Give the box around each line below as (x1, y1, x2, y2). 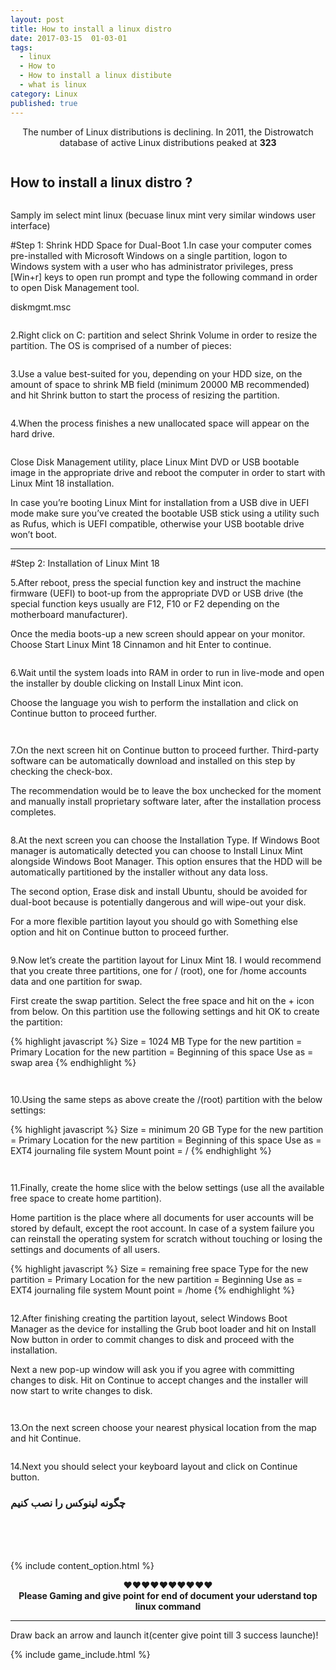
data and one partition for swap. (10, 976, 143, 988)
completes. (10, 806, 57, 818)
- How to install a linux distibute (19, 71, 172, 81)
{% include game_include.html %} (10, 1648, 151, 1660)
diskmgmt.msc (10, 301, 72, 313)
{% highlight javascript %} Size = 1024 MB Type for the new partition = (10, 1036, 303, 1048)
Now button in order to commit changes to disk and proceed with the (10, 1334, 295, 1346)
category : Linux (10, 89, 78, 99)
